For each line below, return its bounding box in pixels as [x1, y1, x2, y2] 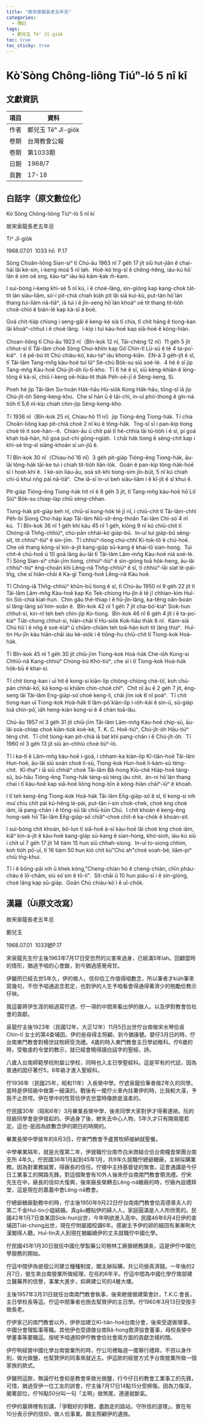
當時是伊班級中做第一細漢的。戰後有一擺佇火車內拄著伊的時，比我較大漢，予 [6, 1087, 197, 1094]
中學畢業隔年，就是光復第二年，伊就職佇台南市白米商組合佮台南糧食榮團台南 [6, 1148, 197, 1155]
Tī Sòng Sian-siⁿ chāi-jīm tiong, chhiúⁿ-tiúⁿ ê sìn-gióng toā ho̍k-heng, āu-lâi [6, 557, 195, 564]
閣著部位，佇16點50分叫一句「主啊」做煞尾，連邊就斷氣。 [6, 1390, 151, 1397]
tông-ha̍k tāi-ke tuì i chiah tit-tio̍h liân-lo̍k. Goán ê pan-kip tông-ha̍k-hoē [13, 461, 195, 468]
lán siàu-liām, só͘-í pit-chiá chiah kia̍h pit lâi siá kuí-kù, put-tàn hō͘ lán [12, 291, 183, 299]
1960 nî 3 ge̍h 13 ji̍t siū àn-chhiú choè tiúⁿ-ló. [6, 740, 118, 747]
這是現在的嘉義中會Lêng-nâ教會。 [16, 1186, 101, 1193]
